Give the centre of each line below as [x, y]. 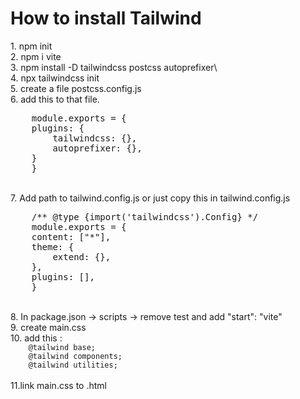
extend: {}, [82, 256]
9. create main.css [48, 327]
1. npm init [31, 46]
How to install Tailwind [106, 18]
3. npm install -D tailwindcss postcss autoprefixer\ [114, 67]
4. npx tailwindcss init [55, 78]
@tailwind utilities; [73, 365]
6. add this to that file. [55, 99]
